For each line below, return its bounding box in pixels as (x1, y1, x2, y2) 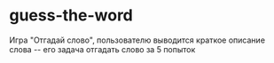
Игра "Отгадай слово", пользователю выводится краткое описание (9, 35, 266, 45)
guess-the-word (9, 5, 133, 26)
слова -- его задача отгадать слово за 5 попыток (9, 43, 196, 54)
